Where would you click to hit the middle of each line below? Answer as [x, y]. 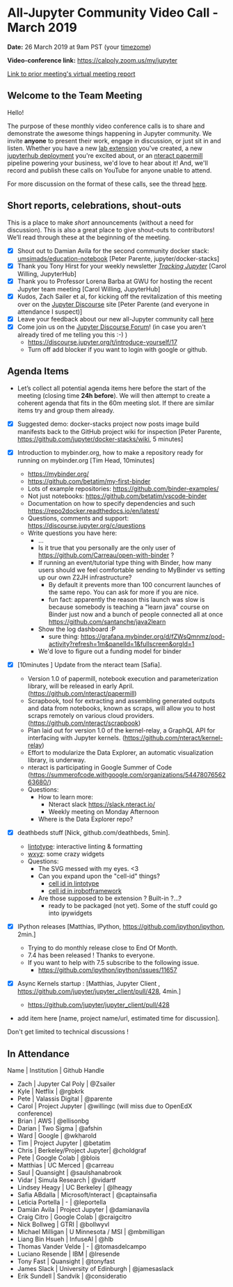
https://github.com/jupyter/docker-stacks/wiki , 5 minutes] [100, 439]
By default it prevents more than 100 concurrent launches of [135, 584]
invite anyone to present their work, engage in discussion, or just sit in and [114, 141]
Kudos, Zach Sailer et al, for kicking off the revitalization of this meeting [120, 296]
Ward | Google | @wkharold [57, 1135]
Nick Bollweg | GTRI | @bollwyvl [63, 1224]
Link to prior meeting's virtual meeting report [71, 74]
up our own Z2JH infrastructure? [85, 577]
